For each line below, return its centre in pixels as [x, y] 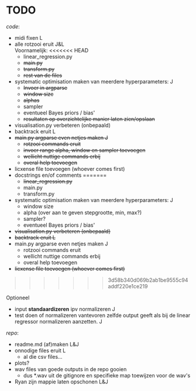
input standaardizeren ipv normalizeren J [65, 309]
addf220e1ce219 [128, 286]
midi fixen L [28, 38]
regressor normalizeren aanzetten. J [58, 321]
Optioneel [18, 298]
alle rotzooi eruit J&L [39, 44]
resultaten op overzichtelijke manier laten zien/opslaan [89, 119]
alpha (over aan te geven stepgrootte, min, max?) [82, 213]
